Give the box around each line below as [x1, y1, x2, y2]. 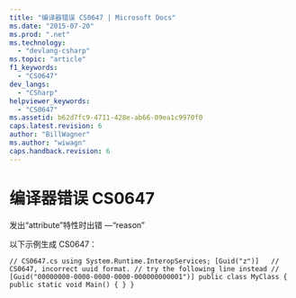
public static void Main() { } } [9, 280, 135, 289]
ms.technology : [9, 38, 67, 48]
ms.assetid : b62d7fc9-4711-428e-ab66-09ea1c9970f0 [9, 113, 203, 122]
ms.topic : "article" [9, 55, 87, 64]
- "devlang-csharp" [17, 47, 91, 56]
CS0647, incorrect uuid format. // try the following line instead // [9, 264, 280, 274]
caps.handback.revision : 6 [9, 146, 111, 155]
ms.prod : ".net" [9, 30, 70, 39]
